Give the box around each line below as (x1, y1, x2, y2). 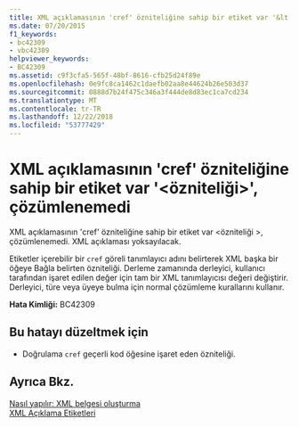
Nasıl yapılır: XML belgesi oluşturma (9, 398, 141, 408)
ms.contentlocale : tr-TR (9, 104, 101, 113)
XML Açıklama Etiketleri (9, 407, 96, 418)
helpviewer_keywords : (9, 54, 90, 63)
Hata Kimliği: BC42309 (9, 299, 95, 309)
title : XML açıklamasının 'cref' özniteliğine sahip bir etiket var (9, 12, 269, 22)
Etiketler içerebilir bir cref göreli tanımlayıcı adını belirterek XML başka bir (9, 253, 279, 264)
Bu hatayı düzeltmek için (9, 324, 149, 340)
